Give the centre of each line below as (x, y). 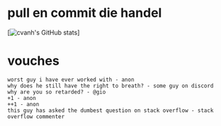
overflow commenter (36, 116)
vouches (34, 61)
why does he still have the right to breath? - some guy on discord (110, 86)
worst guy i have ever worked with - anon (71, 80)
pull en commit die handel (85, 13)
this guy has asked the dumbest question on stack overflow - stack (110, 111)
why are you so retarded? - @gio (57, 92)
